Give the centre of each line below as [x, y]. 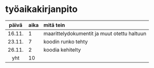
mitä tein [54, 25]
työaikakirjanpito [41, 9]
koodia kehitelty [62, 49]
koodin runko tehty [65, 41]
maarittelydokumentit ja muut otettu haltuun [95, 33]
